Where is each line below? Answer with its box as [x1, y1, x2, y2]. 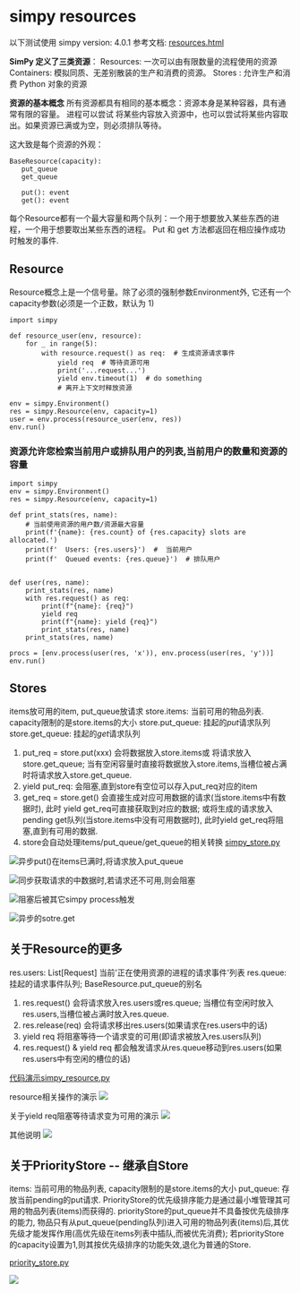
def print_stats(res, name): [9, 510, 118, 520]
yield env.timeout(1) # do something [56, 373, 202, 382]
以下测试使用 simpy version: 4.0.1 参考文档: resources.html [9, 37, 225, 47]
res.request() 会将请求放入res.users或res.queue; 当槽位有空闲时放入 [21, 997, 275, 1008]
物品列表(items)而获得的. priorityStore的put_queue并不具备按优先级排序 [24, 1206, 289, 1217]
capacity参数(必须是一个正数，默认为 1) [9, 297, 155, 308]
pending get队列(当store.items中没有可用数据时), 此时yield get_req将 [21, 814, 276, 825]
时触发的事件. [9, 235, 60, 245]
